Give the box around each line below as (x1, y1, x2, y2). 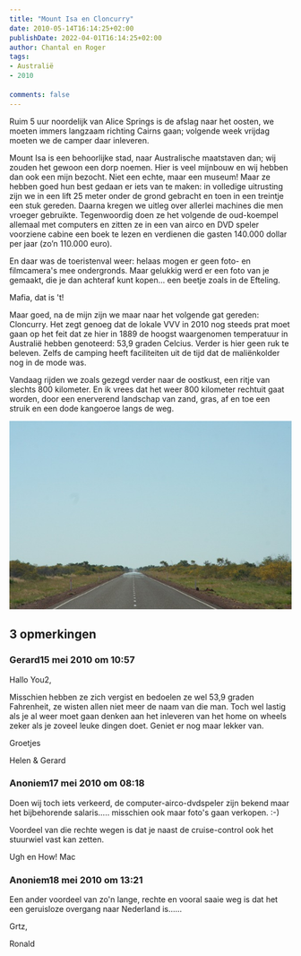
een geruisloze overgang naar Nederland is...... (9, 904, 183, 915)
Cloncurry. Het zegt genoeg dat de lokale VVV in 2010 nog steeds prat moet (9, 318, 290, 329)
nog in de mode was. (9, 357, 87, 368)
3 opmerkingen (9, 627, 97, 642)
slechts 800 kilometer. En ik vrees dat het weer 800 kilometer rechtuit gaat (9, 384, 285, 395)
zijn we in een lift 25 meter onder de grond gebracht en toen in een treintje (9, 190, 284, 201)
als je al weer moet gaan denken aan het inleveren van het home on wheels (9, 710, 287, 721)
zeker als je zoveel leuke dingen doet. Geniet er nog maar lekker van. (9, 720, 264, 731)
